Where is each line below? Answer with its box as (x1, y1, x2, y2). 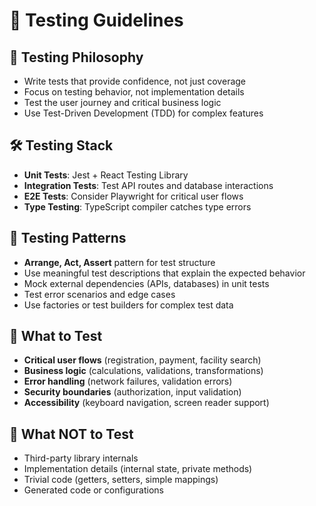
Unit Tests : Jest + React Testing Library (23, 169, 189, 181)
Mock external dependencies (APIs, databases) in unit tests (23, 277, 270, 289)
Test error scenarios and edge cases (23, 288, 176, 300)
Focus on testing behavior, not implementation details (23, 86, 245, 98)
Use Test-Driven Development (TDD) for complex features (23, 107, 264, 119)
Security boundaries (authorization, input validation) (23, 386, 242, 398)
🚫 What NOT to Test (9, 425, 134, 443)
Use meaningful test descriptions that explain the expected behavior (23, 267, 306, 279)
